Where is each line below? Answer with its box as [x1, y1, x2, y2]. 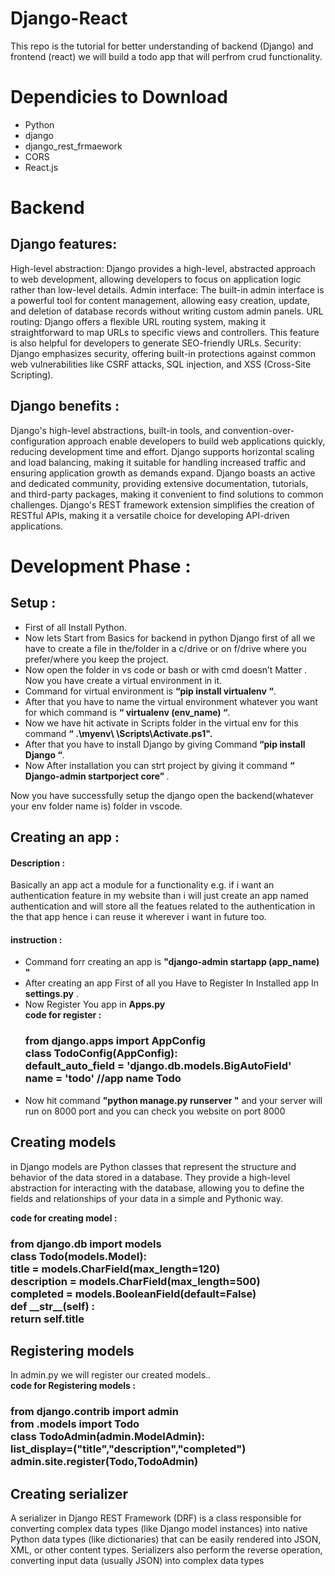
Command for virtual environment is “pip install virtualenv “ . [24, 685, 277, 697]
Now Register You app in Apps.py [24, 998, 166, 1011]
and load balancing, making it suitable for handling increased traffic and [10, 456, 307, 468]
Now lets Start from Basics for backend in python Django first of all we [24, 632, 316, 644]
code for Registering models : [10, 1380, 136, 1392]
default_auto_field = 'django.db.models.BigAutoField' [24, 1059, 292, 1073]
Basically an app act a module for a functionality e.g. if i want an [10, 879, 275, 891]
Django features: [10, 236, 118, 253]
